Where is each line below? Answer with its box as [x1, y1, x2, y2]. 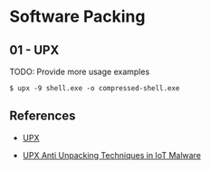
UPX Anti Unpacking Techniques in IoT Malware [22, 149, 202, 160]
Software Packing [9, 6, 146, 27]
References [9, 109, 76, 124]
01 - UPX [9, 42, 60, 58]
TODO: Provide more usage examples [9, 66, 150, 77]
